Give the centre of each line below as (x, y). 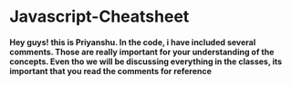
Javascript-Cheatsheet (99, 17)
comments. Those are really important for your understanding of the (142, 52)
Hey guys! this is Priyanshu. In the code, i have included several (133, 42)
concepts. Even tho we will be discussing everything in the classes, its (146, 61)
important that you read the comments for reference (111, 71)
